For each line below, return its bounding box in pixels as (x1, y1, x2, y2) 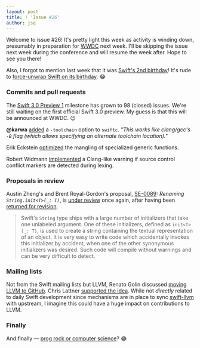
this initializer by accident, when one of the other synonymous (20, 239, 174, 247)
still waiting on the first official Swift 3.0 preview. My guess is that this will (6, 108, 187, 115)
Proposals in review (6, 177, 64, 185)
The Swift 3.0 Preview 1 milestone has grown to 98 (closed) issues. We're (6, 101, 187, 109)
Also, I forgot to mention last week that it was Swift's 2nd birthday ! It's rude (6, 67, 192, 74)
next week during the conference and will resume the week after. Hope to (6, 49, 187, 56)
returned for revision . (6, 202, 59, 210)
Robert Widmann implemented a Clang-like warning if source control (6, 155, 175, 162)
